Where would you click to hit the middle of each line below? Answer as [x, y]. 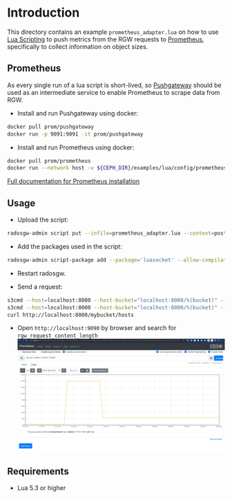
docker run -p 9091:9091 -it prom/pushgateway [75, 134]
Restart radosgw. [41, 273]
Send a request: [40, 287]
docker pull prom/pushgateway [51, 127]
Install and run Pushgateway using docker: [78, 113]
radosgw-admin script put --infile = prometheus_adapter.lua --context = [111, 233]
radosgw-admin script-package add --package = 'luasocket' [91, 260]
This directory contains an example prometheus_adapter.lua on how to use [113, 32]
